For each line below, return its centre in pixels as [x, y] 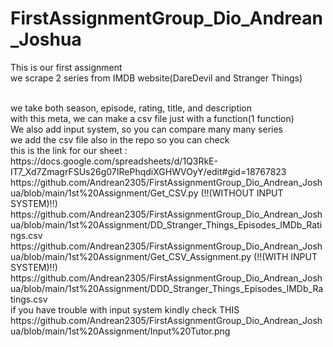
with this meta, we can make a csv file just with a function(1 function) [152, 118]
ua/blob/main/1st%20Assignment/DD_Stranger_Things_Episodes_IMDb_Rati [166, 224]
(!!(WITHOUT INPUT [242, 193]
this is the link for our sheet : [69, 150]
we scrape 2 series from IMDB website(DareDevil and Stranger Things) [156, 78]
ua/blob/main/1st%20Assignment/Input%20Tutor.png [120, 331]
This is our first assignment [66, 67]
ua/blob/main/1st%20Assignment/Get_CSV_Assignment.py [131, 256]
